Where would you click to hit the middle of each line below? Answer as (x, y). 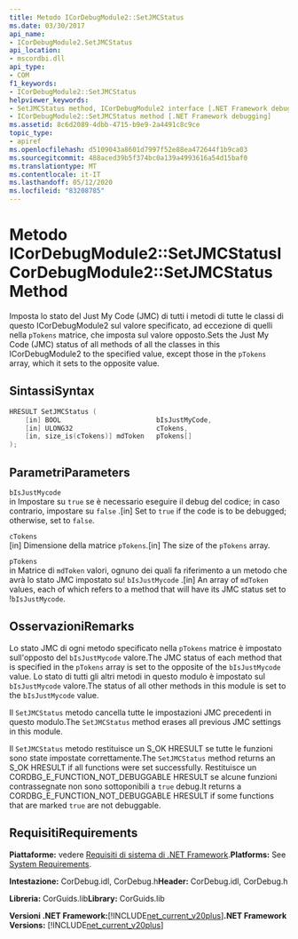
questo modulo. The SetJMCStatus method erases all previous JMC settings (145, 721)
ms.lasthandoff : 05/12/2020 (61, 183)
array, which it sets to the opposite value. (84, 363)
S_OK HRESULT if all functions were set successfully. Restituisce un (133, 767)
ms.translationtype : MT (53, 166)
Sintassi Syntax (52, 391)
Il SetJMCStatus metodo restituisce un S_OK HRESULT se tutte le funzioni (141, 748)
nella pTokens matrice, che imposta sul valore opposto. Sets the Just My (139, 335)
